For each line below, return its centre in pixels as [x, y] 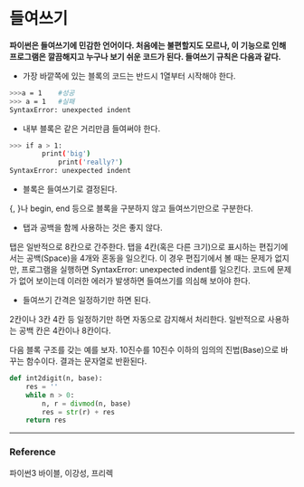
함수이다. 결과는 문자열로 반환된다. [86, 361]
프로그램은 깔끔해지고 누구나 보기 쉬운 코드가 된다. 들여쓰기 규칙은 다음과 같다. [145, 56]
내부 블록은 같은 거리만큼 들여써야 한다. [91, 129]
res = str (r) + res [79, 412]
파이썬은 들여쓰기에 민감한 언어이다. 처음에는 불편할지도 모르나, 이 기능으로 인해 [148, 45]
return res [46, 420]
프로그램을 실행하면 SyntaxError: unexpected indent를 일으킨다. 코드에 [148, 270]
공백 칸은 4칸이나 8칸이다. [65, 330]
